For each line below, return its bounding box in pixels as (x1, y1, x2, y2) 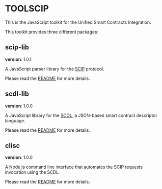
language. (5, 117, 26, 123)
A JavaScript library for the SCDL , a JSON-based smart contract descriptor (5, 112, 158, 118)
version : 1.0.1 (5, 56, 32, 62)
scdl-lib (5, 90, 29, 98)
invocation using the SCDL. (5, 169, 60, 175)
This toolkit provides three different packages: (5, 29, 99, 35)
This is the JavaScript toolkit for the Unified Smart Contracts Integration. (5, 19, 151, 25)
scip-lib (5, 43, 29, 52)
